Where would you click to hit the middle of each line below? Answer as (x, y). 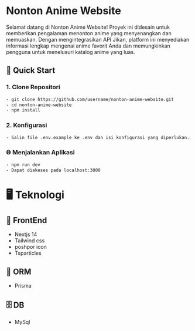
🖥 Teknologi (35, 195)
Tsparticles (28, 253)
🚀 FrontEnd (27, 220)
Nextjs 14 (26, 234)
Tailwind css (30, 241)
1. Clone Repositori (33, 87)
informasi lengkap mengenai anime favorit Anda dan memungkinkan (88, 46)
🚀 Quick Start (31, 71)
